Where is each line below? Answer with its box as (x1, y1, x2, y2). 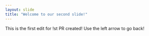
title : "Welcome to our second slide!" (5, 12, 88, 17)
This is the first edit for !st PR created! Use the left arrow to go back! (5, 25, 145, 31)
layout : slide (5, 7, 35, 12)
